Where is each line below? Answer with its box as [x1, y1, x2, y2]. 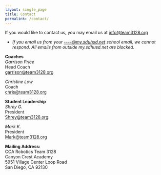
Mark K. [5, 124, 21, 130]
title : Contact [5, 12, 36, 17]
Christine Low [5, 79, 33, 85]
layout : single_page [5, 7, 47, 12]
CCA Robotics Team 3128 [5, 149, 57, 154]
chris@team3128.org [5, 89, 47, 95]
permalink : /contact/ [5, 16, 49, 21]
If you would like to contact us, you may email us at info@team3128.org [5, 30, 148, 36]
